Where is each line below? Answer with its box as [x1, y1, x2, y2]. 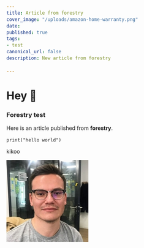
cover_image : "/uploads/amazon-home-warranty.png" [6, 16, 138, 23]
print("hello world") [6, 137, 62, 143]
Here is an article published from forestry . [6, 124, 113, 132]
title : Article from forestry [6, 10, 84, 16]
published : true [6, 29, 48, 36]
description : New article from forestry [6, 55, 112, 61]
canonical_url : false [6, 49, 62, 55]
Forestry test [6, 110, 46, 119]
